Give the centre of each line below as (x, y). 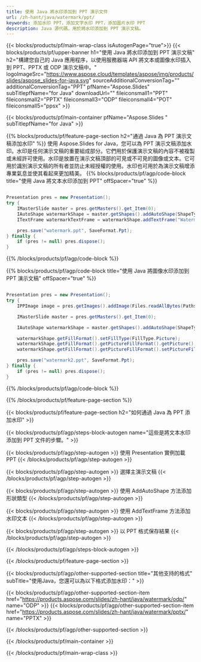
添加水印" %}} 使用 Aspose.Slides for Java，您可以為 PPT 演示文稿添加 (99, 143)
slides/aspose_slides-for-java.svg (48, 81)
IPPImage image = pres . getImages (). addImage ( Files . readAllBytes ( (100, 306)
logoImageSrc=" (26, 74)
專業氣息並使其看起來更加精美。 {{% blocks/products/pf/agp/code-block (96, 173)
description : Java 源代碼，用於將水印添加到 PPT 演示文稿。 (75, 28)
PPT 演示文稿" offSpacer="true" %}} (51, 278)
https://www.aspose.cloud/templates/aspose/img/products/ (120, 74)
